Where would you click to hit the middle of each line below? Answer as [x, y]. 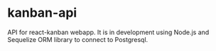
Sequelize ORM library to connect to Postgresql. [78, 39]
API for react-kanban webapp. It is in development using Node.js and [108, 32]
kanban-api [42, 13]
